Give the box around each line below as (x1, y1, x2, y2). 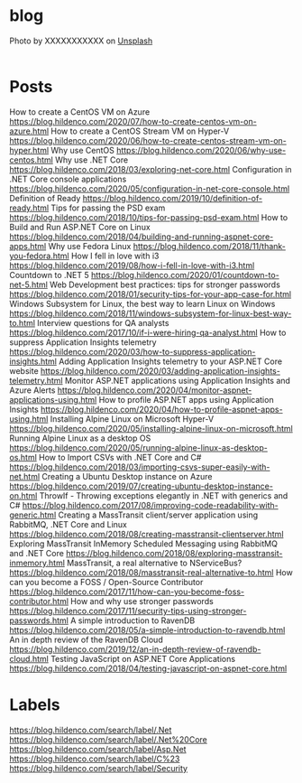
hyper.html (9, 144, 50, 155)
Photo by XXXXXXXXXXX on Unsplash (9, 35, 153, 46)
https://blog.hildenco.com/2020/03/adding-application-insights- (40, 365, 281, 376)
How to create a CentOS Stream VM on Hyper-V (50, 126, 230, 136)
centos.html (9, 154, 54, 165)
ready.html (9, 202, 50, 213)
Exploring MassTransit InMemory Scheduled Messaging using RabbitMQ (9, 538, 278, 549)
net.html (9, 471, 41, 481)
